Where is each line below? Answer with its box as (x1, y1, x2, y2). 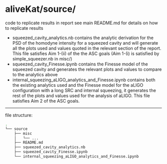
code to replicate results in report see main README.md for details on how (5, 20, 158, 26)
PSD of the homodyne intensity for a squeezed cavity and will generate (12, 40, 158, 46)
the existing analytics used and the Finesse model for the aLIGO (12, 82, 144, 88)
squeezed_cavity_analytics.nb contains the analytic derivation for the (12, 35, 154, 41)
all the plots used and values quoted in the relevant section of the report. (12, 45, 162, 51)
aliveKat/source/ (5, 3, 76, 15)
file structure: (5, 112, 33, 118)
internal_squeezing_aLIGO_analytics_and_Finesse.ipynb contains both (12, 77, 156, 83)
